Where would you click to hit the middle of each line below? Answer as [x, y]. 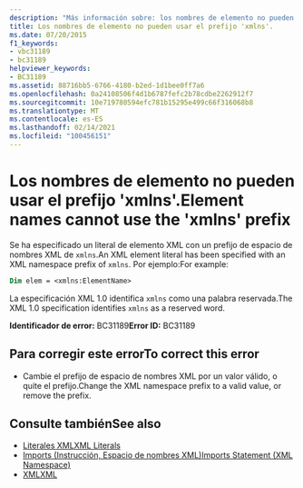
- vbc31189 [30, 52]
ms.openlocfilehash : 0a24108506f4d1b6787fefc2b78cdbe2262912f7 [132, 94]
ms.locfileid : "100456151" [60, 136]
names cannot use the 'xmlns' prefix [150, 220]
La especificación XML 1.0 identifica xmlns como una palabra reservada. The [151, 298]
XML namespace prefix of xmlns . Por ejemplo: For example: [119, 264]
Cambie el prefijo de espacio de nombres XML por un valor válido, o [150, 376]
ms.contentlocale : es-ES [56, 119]
